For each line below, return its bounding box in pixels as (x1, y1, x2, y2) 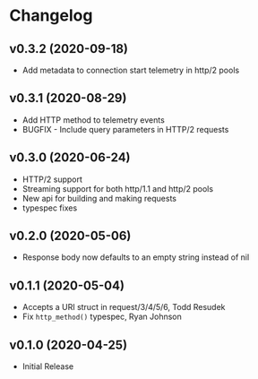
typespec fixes (21, 202, 78, 213)
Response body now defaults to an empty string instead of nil (21, 252, 250, 263)
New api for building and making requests (21, 193, 177, 203)
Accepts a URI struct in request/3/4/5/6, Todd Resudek (21, 302, 226, 313)
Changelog (9, 5, 93, 26)
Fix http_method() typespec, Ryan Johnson (21, 311, 182, 323)
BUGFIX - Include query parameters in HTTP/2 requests (21, 124, 229, 134)
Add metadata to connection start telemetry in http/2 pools (21, 65, 240, 75)
